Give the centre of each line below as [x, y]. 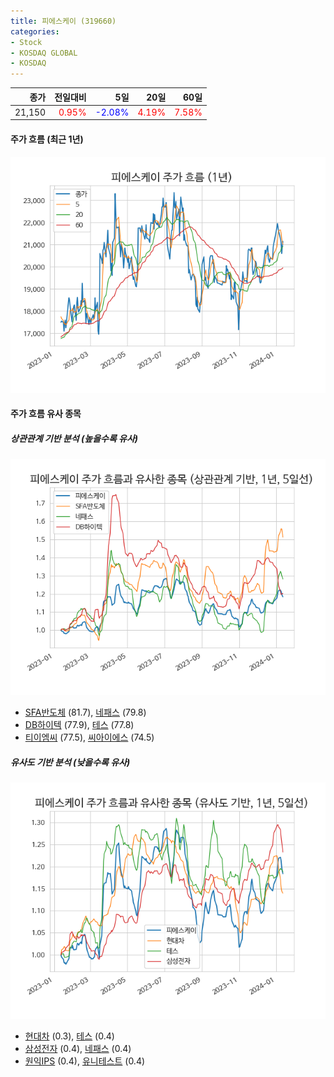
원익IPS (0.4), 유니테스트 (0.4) [85, 1061]
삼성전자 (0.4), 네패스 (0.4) [78, 1049]
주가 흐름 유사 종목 [46, 414]
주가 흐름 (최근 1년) [47, 139]
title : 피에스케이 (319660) [63, 21]
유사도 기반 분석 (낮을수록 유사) [70, 762]
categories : [35, 31]
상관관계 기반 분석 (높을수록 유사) [74, 438]
